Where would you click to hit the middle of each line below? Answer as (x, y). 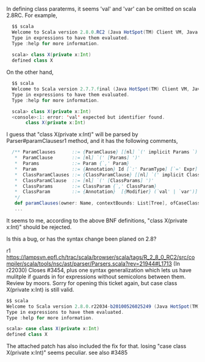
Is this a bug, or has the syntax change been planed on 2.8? (81, 239)
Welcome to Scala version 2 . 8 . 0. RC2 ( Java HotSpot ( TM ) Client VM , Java (105, 32)
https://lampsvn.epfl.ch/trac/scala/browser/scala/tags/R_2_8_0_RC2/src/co (101, 257)
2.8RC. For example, (32, 15)
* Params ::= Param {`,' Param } (72, 164)
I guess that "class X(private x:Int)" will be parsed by (72, 134)
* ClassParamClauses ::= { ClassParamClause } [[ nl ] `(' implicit (99, 175)
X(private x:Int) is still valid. (40, 289)
